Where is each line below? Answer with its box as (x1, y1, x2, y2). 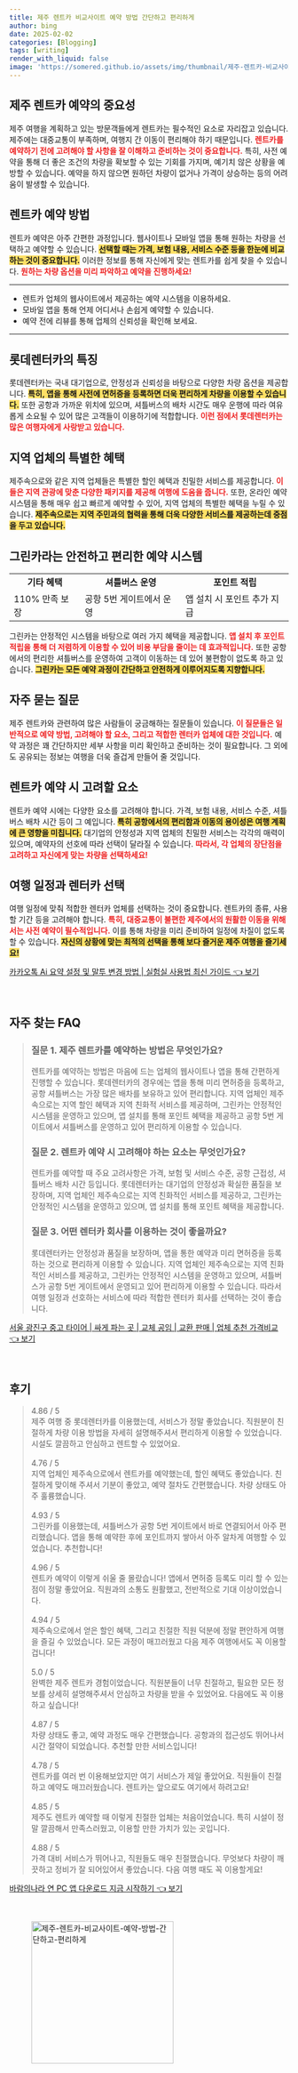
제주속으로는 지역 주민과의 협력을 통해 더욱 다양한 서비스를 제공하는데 (35, 509, 272, 520)
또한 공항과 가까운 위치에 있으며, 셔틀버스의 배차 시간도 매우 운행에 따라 (20, 399, 268, 410)
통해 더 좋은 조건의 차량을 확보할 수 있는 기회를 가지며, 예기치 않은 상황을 (25, 157, 277, 167)
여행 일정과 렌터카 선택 (9, 878, 126, 893)
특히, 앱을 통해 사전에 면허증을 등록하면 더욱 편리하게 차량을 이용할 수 (27, 389, 263, 399)
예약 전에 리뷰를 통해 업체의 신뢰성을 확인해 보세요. (21, 315, 198, 325)
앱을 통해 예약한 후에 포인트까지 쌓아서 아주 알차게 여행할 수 (71, 1531, 278, 1543)
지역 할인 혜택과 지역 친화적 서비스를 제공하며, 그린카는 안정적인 (61, 1099, 282, 1110)
